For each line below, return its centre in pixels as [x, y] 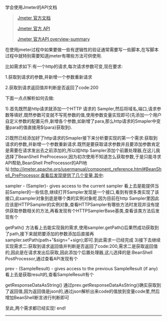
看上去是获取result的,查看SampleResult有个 [50, 274]
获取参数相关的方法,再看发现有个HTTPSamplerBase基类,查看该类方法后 [82, 211]
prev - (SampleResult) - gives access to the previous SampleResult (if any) [82, 268]
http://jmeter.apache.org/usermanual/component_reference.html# [78, 169]
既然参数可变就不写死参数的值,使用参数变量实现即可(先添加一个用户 [93, 115]
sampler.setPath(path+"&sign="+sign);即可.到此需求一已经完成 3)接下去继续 [83, 240]
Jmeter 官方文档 [34, 18]
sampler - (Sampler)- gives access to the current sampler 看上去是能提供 [80, 186]
